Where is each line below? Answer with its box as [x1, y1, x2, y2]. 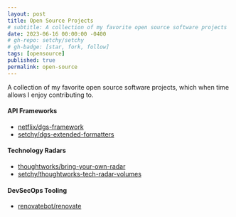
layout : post [7, 10, 46, 18]
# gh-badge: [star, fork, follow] [7, 43, 110, 51]
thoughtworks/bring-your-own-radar [17, 162, 126, 171]
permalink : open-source [7, 63, 78, 70]
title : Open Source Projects [7, 17, 94, 24]
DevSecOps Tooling [7, 186, 68, 194]
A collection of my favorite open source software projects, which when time [7, 83, 230, 91]
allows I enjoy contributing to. [7, 90, 94, 99]
